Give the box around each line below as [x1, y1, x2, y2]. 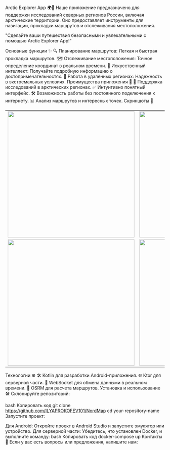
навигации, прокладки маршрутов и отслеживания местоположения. [5, 23, 156, 28]
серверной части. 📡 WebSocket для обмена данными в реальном [5, 380, 147, 385]
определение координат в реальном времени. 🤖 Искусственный [5, 63, 146, 69]
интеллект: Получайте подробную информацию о [5, 68, 113, 74]
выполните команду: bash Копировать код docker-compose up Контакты [5, 434, 162, 439]
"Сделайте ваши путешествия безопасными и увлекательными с [5, 32, 147, 38]
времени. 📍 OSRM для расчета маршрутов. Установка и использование [5, 385, 161, 391]
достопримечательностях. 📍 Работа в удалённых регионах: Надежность [5, 73, 162, 79]
